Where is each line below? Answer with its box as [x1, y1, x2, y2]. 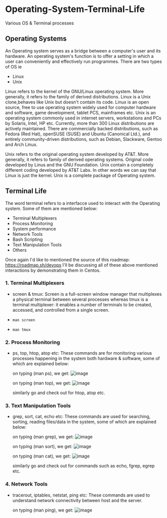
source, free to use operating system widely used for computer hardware [5, 104, 156, 110]
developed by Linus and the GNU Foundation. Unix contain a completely [5, 161, 154, 168]
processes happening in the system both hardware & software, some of [12, 356, 160, 362]
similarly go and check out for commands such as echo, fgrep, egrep [12, 463, 155, 469]
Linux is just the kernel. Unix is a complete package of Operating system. [5, 172, 156, 178]
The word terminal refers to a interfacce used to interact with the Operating [5, 200, 160, 206]
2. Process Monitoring [5, 339, 60, 346]
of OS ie [5, 63, 22, 69]
